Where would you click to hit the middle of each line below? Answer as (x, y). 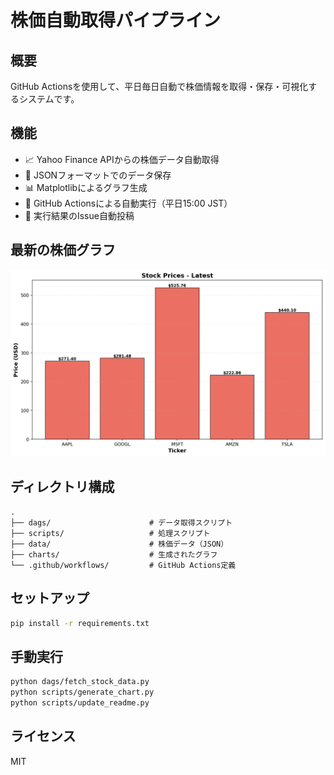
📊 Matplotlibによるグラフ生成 (86, 187)
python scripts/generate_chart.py (82, 692)
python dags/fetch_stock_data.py (80, 682)
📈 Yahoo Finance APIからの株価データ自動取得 (122, 159)
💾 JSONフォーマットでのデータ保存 (98, 175)
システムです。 (49, 99)
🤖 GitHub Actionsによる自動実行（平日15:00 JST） (128, 203)
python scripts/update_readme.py (80, 702)
